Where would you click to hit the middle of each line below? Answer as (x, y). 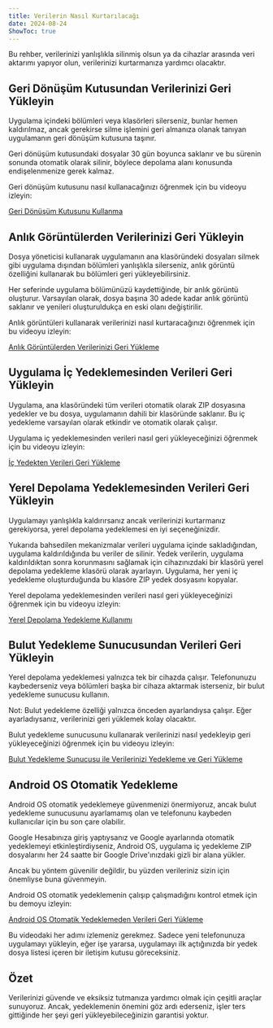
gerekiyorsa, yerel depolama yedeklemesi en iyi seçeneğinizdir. (115, 529)
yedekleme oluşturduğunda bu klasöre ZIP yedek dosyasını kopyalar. (123, 580)
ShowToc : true (32, 31)
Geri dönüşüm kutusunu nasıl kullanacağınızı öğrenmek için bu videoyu (127, 187)
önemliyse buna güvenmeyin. (58, 879)
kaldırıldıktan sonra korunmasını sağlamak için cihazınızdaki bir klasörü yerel (136, 562)
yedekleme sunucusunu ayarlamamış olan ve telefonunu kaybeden (120, 813)
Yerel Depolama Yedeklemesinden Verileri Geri (129, 488)
